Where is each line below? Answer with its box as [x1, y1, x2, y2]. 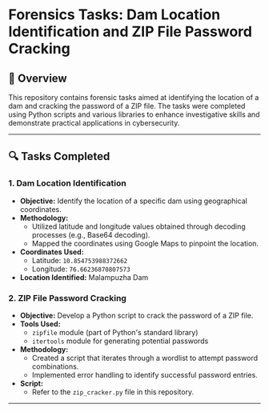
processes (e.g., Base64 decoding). [31, 230, 151, 239]
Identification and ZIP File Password [8, 22, 252, 41]
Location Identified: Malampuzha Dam [19, 272, 149, 282]
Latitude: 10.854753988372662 [31, 255, 128, 265]
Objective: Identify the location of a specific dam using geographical [19, 196, 248, 206]
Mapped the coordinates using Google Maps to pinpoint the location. [31, 238, 259, 248]
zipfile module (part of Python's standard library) [31, 327, 199, 337]
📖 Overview [8, 71, 67, 85]
